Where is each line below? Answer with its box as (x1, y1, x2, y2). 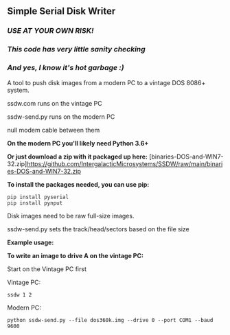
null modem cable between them (7, 126, 100, 134)
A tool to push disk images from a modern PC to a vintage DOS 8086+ (7, 78, 206, 86)
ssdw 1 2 (7, 291, 32, 298)
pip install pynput (7, 199, 63, 207)
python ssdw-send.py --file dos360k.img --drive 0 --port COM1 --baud (7, 316, 214, 323)
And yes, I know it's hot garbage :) (7, 63, 125, 73)
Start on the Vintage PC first (7, 264, 87, 273)
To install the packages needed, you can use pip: (7, 180, 150, 188)
